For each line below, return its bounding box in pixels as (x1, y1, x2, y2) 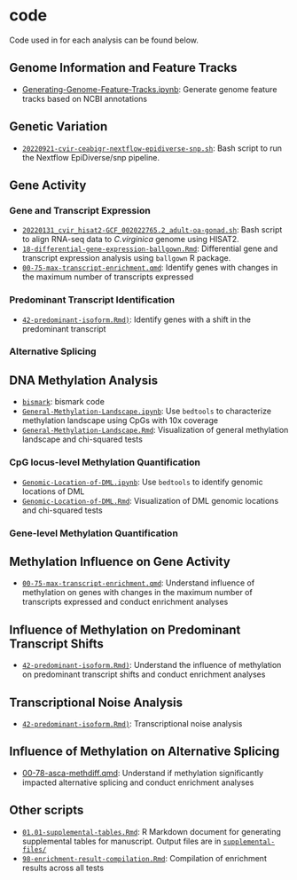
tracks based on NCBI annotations (21, 93, 148, 104)
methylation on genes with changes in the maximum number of (21, 587, 253, 598)
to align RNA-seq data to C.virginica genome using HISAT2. (21, 234, 239, 245)
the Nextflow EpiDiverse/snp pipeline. (21, 152, 160, 162)
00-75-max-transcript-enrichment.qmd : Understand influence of (21, 577, 255, 588)
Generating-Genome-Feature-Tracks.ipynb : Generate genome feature (21, 83, 277, 94)
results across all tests (21, 862, 105, 873)
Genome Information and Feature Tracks (9, 60, 238, 75)
